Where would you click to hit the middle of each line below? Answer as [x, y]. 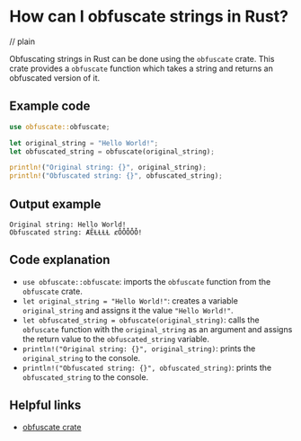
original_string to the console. [81, 357]
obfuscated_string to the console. [85, 377]
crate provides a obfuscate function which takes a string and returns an [142, 68]
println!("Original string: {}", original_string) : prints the [139, 348]
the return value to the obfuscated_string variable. [115, 339]
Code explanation [60, 260]
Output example [55, 204]
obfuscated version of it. [55, 77]
